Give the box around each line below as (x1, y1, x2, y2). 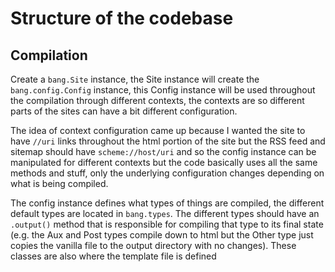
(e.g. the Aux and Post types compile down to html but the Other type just (10, 229, 314, 241)
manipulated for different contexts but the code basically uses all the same (10, 157, 318, 168)
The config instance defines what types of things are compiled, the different (10, 197, 325, 209)
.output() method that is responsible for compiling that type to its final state (10, 218, 324, 230)
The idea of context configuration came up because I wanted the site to (10, 125, 306, 136)
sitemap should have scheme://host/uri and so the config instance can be (10, 146, 317, 157)
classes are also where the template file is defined (10, 250, 217, 262)
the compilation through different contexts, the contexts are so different (10, 95, 305, 106)
